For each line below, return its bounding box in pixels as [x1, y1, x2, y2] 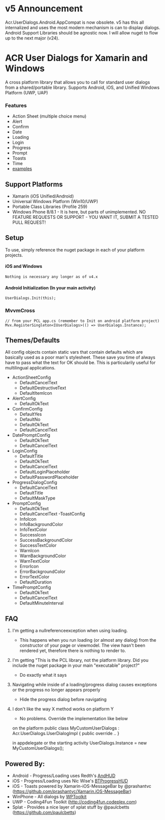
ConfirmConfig [12, 406, 43, 412]
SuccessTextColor [19, 542, 57, 548]
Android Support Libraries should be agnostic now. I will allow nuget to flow [5, 30, 159, 36]
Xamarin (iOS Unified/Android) [12, 193, 74, 199]
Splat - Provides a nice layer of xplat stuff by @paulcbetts [12, 804, 130, 810]
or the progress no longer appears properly [12, 687, 100, 693]
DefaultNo [19, 416, 41, 422]
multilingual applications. [5, 365, 56, 371]
